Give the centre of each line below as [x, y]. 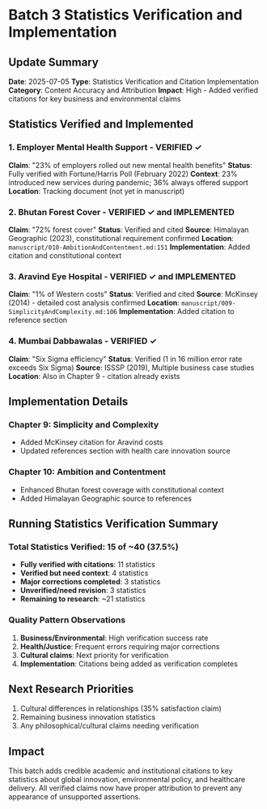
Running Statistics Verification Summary [113, 524]
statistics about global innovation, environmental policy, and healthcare [127, 780]
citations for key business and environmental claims [95, 99]
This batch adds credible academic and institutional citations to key [121, 771]
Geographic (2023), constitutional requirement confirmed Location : [121, 238]
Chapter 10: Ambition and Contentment [87, 472]
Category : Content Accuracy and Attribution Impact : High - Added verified [133, 90]
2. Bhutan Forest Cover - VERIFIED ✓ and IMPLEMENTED [121, 212]
